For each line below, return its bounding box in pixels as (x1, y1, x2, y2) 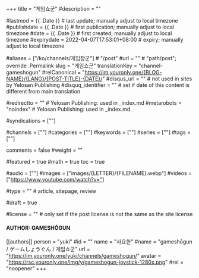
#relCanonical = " (42, 69, 85, 76)
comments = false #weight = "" (6, 146, 83, 154)
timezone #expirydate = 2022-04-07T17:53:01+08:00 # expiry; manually (6, 36, 184, 43)
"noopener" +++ (6, 265, 47, 272)
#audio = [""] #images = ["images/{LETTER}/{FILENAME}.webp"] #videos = (6, 170, 192, 177)
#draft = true (6, 199, 37, 206)
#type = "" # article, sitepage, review (6, 188, 97, 195)
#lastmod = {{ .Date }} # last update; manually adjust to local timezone (6, 17, 178, 24)
